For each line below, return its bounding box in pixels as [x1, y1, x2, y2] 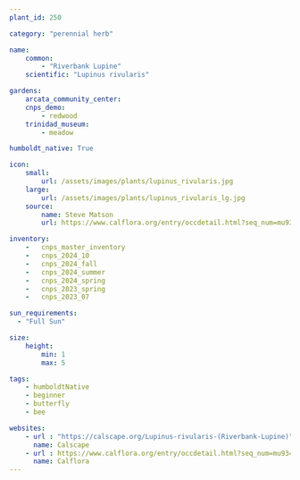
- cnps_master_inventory [25, 243, 126, 252]
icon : [9, 160, 29, 170]
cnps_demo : [25, 103, 66, 112]
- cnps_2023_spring [25, 284, 105, 293]
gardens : [9, 87, 42, 96]
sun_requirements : [9, 309, 78, 318]
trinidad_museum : [25, 120, 90, 129]
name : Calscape [32, 440, 90, 450]
